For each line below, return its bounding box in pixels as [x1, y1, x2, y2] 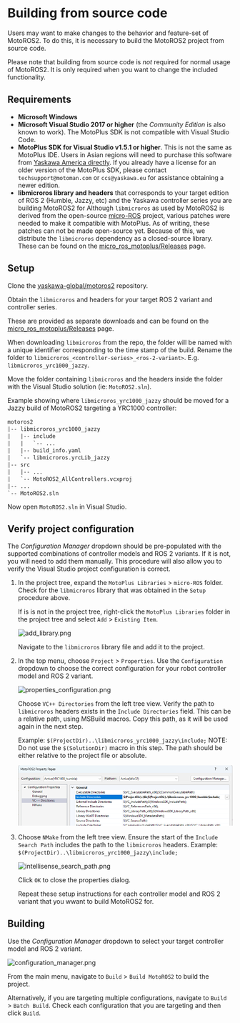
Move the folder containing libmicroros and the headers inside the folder [7, 374, 223, 383]
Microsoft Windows [17, 112, 78, 121]
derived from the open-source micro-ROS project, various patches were [17, 211, 231, 219]
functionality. [7, 73, 46, 81]
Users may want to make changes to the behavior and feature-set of [7, 29, 209, 37]
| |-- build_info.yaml [7, 446, 81, 454]
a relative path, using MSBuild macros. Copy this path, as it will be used [17, 714, 229, 723]
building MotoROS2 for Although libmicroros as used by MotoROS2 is [17, 204, 225, 212]
